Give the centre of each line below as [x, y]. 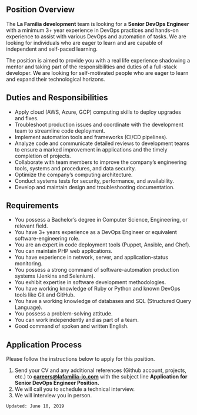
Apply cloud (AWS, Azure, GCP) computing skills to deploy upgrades [98, 112]
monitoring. [29, 264]
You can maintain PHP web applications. [64, 251]
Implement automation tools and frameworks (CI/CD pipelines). [91, 137]
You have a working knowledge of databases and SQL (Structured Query [103, 301]
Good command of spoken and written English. [71, 326]
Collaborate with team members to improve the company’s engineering [101, 162]
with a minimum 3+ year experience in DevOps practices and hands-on [93, 30]
